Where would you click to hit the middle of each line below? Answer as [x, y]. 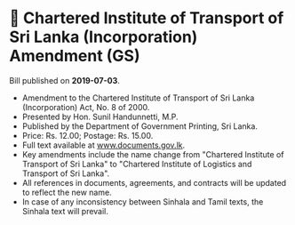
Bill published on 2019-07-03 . [64, 80]
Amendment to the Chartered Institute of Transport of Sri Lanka [138, 98]
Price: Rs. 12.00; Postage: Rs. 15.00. [88, 135]
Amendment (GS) [75, 56]
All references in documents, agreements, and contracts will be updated [154, 182]
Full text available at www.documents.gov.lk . [104, 145]
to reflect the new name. [67, 192]
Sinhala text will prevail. [65, 211]
